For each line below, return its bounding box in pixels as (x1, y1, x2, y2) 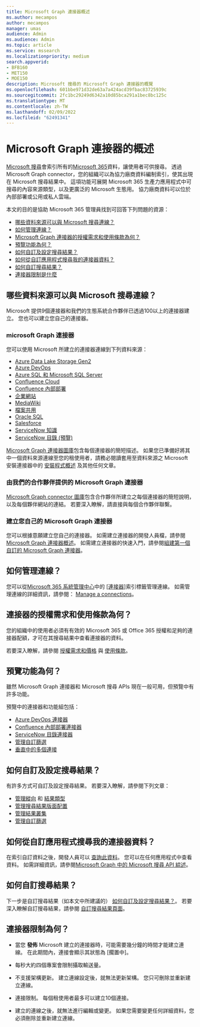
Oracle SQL (14, 413, 44, 420)
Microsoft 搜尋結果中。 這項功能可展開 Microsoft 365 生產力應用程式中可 (13, 178, 192, 186)
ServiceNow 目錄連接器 (14, 731, 73, 738)
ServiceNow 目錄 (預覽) (14, 434, 73, 441)
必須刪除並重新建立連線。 (14, 1014, 78, 1022)
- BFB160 (6, 64, 28, 71)
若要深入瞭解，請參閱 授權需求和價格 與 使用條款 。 (6, 647, 131, 654)
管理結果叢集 (14, 810, 47, 817)
